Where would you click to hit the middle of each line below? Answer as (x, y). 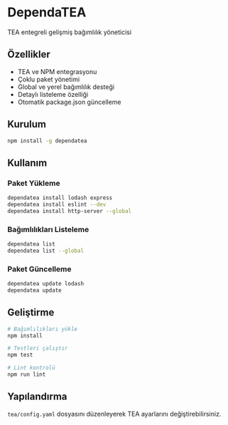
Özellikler (29, 54)
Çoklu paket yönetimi (49, 79)
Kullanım (27, 163)
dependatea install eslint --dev (57, 204)
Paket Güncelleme (39, 269)
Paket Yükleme (34, 183)
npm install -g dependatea (47, 141)
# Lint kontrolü (31, 368)
